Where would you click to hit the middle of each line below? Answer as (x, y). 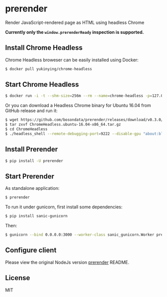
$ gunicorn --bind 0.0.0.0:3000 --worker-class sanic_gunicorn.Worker (80, 235)
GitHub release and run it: (32, 111)
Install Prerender (32, 149)
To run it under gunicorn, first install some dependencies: (64, 207)
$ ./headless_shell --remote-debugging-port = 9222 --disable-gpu (73, 134)
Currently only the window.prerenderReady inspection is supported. (75, 32)
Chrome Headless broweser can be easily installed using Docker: (72, 60)
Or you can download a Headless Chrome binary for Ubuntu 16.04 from (78, 106)
